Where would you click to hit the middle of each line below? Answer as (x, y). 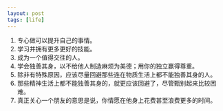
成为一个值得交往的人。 (50, 57)
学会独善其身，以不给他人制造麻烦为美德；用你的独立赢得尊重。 (107, 66)
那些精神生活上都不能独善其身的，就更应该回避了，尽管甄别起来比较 (114, 83)
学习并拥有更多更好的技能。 (56, 49)
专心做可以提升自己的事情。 (56, 40)
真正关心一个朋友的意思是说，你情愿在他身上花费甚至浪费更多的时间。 (117, 100)
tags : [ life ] (26, 20)
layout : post (26, 13)
